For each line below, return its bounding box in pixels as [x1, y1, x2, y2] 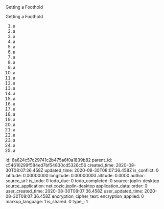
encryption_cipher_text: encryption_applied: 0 [51, 193, 144, 199]
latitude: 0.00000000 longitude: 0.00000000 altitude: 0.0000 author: [5, 173, 145, 178]
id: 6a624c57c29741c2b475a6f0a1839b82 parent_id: [5, 157, 112, 163]
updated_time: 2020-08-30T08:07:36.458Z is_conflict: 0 [44, 167, 159, 173]
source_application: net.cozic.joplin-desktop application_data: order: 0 [5, 183, 148, 188]
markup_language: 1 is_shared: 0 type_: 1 [5, 199, 88, 204]
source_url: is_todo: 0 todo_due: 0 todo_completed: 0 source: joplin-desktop [5, 178, 160, 184]
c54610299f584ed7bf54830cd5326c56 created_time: [5, 162, 115, 168]
